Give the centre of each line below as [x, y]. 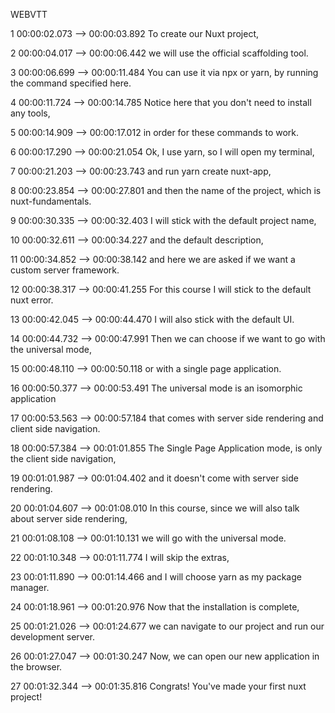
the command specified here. [71, 83]
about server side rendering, [69, 518]
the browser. [36, 667]
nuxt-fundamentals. [51, 201]
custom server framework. [65, 270]
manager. [30, 587]
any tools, [30, 113]
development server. [53, 637]
